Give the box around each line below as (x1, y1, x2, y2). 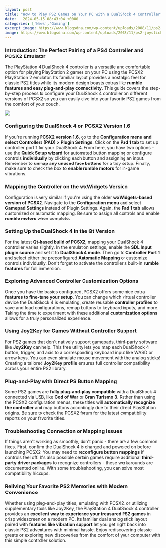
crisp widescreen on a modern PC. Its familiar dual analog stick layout (5, 516, 147, 522)
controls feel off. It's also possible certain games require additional (5, 454, 141, 461)
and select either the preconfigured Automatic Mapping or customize (5, 255, 148, 261)
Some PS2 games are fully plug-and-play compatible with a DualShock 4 (5, 389, 157, 395)
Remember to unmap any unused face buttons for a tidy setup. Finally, (5, 160, 151, 166)
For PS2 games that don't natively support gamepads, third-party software (5, 339, 157, 345)
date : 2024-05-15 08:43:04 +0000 (5, 16, 79, 21)
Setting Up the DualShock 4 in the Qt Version (5, 227, 115, 234)
